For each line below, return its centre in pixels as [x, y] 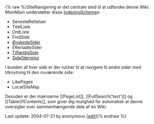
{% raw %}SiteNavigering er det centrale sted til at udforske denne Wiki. [77, 7]
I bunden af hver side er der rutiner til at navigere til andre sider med [73, 67]
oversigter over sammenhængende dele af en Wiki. [56, 107]
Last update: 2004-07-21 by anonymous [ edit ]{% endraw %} [66, 116]
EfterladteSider [27, 47]
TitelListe [21, 27]
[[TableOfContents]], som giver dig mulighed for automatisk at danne [74, 101]
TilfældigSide [25, 53]
